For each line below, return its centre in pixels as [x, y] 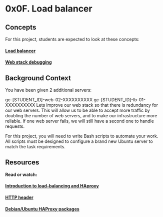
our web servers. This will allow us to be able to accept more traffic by [77, 110]
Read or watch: [21, 174]
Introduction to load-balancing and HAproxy [52, 186]
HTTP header [19, 197]
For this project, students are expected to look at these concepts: [72, 39]
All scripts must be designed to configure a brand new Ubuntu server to [79, 141]
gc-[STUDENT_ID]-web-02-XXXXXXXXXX [49, 100]
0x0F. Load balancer [49, 9]
